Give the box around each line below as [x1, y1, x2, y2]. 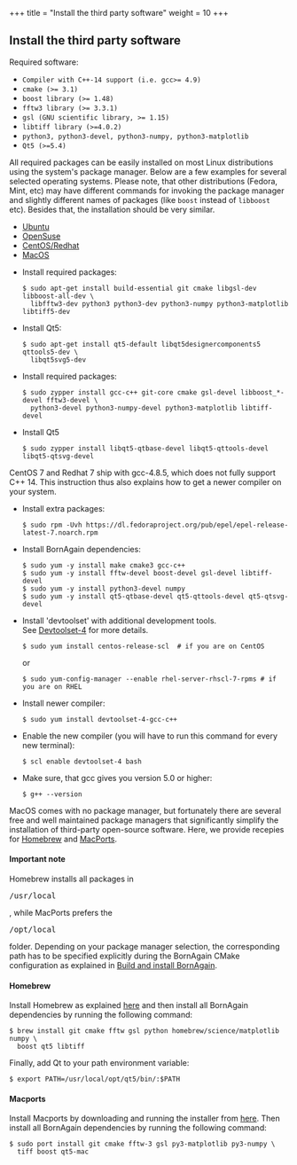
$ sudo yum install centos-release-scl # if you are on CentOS [21, 642, 265, 651]
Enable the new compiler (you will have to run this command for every [21, 731, 277, 741]
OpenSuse [21, 231, 61, 241]
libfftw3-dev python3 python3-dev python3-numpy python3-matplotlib [30, 299, 289, 309]
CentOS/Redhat [21, 239, 80, 251]
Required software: [9, 57, 79, 67]
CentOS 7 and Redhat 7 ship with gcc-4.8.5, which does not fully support [9, 467, 277, 478]
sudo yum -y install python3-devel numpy [30, 584, 186, 593]
